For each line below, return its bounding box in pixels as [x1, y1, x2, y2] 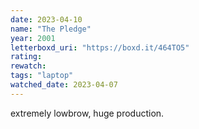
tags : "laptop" [10, 71, 74, 81]
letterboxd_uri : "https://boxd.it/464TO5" [10, 42, 190, 53]
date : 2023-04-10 [10, 14, 83, 25]
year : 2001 [10, 33, 56, 43]
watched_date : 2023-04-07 [10, 80, 118, 90]
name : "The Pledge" [10, 24, 92, 34]
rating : [10, 52, 43, 62]
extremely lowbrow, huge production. [10, 107, 165, 119]
